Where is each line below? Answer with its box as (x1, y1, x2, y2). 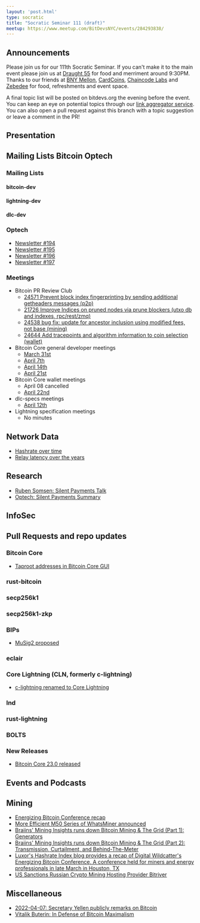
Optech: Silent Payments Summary (14, 493, 101, 500)
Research (6, 471, 43, 482)
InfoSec (6, 511, 36, 521)
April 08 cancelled (23, 382, 69, 389)
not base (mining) (23, 325, 67, 333)
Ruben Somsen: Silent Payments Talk (14, 487, 107, 494)
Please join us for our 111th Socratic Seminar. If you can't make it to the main (6, 63, 193, 71)
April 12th (23, 401, 48, 409)
